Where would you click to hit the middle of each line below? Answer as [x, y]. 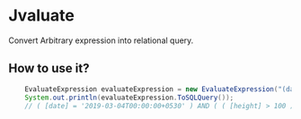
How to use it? [49, 68]
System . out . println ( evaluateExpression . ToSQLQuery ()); [129, 98]
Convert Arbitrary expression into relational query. [101, 40]
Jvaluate [42, 16]
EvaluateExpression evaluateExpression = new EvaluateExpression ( [151, 89]
